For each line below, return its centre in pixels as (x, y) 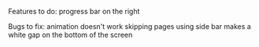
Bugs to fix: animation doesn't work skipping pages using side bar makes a (130, 26)
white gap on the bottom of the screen (70, 35)
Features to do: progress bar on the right (74, 11)
